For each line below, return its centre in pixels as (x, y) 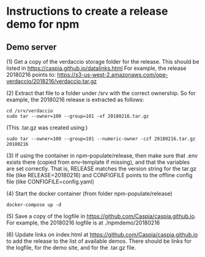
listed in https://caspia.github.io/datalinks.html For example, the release (96, 68)
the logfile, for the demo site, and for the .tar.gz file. (71, 247)
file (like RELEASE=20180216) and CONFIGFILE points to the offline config (99, 175)
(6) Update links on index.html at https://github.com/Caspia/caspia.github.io (102, 235)
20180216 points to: (31, 75)
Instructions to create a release (87, 11)
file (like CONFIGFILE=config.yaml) (50, 182)
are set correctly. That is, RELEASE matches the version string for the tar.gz (102, 169)
